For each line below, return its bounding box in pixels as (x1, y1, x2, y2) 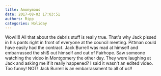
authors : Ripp (5, 16, 34, 21)
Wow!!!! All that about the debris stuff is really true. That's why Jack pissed (5, 34, 157, 40)
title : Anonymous (5, 7, 41, 12)
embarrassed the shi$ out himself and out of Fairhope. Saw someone (5, 50, 145, 56)
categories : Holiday (5, 21, 48, 26)
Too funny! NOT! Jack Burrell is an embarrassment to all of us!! (5, 66, 133, 72)
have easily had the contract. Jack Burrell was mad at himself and (5, 45, 138, 51)
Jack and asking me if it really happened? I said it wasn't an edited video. (5, 60, 153, 66)
